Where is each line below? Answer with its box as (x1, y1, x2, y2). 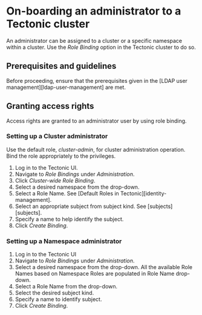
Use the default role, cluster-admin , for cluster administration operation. (6, 146, 186, 153)
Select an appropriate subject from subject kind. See (15, 203, 146, 210)
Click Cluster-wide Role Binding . (15, 177, 96, 184)
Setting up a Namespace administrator (6, 237, 122, 245)
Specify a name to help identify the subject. (15, 215, 124, 222)
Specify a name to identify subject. (15, 296, 102, 303)
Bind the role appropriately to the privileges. (6, 152, 116, 160)
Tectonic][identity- (120, 189, 167, 197)
